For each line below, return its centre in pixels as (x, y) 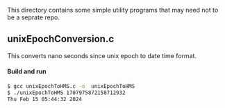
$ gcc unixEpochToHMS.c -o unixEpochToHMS (71, 87)
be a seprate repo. (34, 17)
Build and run (27, 71)
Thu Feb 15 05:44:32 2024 (44, 99)
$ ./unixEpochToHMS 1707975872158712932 (67, 93)
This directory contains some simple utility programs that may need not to (113, 10)
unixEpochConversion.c (61, 39)
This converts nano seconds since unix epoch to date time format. (102, 55)
